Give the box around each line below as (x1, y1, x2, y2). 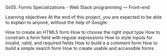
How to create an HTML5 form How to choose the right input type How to (5, 29, 160, 35)
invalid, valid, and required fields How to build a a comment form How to (5, 40, 158, 46)
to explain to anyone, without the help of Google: (5, 20, 108, 25)
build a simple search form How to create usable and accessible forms (5, 45, 154, 51)
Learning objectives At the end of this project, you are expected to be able (5, 14, 162, 20)
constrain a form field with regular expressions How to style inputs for (5, 35, 153, 40)
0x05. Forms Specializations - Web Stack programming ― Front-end (5, 5, 150, 10)
